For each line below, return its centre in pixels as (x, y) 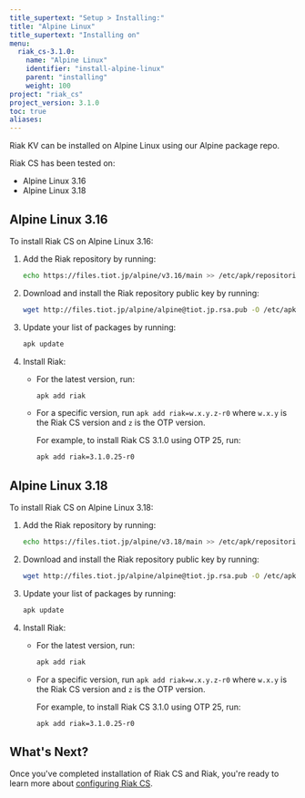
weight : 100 (48, 86)
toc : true (28, 111)
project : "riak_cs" (46, 94)
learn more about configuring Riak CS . (81, 783)
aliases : (26, 119)
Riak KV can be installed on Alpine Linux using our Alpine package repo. (145, 146)
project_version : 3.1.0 (55, 103)
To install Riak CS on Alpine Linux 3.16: (81, 241)
